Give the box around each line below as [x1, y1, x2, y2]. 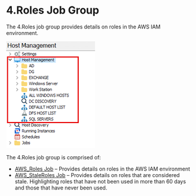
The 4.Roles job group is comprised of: [6, 153, 101, 160]
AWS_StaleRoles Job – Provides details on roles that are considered [14, 171, 180, 178]
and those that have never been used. [14, 184, 108, 191]
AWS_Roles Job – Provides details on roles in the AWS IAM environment [14, 165, 191, 172]
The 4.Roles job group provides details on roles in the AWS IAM [6, 23, 161, 30]
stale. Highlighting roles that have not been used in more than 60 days [14, 178, 187, 185]
